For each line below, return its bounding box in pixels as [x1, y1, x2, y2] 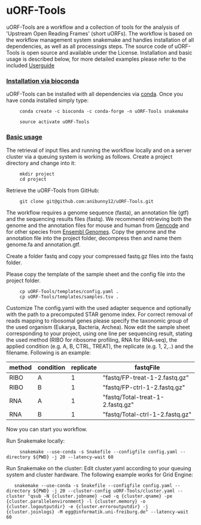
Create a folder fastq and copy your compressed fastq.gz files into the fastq [6, 252, 193, 259]
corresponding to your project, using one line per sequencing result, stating [6, 330, 193, 337]
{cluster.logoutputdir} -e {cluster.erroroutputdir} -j [6, 503, 148, 509]
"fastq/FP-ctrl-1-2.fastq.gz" [102, 383, 185, 391]
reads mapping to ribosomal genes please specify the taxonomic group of [6, 317, 188, 324]
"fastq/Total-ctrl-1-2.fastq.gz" [102, 410, 192, 418]
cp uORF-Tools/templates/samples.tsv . [19, 294, 119, 300]
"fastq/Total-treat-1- [102, 393, 165, 401]
